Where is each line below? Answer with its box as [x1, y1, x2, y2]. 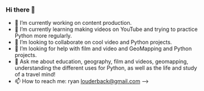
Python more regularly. [14, 32, 72, 39]
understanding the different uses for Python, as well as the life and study [14, 64, 197, 72]
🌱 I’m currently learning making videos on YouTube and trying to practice [14, 25, 198, 33]
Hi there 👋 [5, 5, 36, 14]
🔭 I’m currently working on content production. [14, 19, 132, 27]
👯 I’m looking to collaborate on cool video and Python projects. [14, 39, 172, 46]
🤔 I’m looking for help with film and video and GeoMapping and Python [14, 45, 192, 52]
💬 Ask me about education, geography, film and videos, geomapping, [14, 58, 189, 66]
